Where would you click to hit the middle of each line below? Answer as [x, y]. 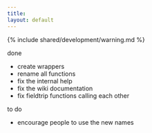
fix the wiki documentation [55, 88]
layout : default [30, 20]
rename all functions [46, 74]
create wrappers [41, 66]
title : [17, 13]
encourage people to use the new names [75, 122]
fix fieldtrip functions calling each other [73, 95]
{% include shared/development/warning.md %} [76, 39]
